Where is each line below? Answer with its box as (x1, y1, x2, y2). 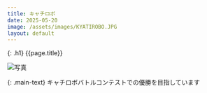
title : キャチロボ (7, 10, 56, 17)
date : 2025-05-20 (7, 17, 58, 24)
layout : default (7, 29, 55, 37)
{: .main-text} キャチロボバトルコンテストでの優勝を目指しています (7, 78, 201, 87)
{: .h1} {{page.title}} (7, 49, 63, 57)
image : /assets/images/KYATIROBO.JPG (7, 23, 117, 30)
